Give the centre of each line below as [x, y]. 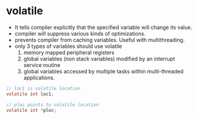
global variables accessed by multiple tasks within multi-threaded [103, 71]
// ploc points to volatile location [53, 105]
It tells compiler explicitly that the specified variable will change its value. [103, 27]
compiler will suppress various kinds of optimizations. [80, 33]
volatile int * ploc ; [32, 110]
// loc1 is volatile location [43, 88]
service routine [42, 65]
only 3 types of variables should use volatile [68, 46]
